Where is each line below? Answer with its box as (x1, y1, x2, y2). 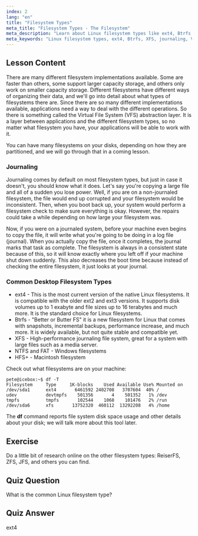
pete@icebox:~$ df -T (6, 376, 60, 383)
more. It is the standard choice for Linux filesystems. (14, 310, 143, 317)
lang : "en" (6, 14, 33, 20)
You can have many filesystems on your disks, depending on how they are (6, 141, 187, 148)
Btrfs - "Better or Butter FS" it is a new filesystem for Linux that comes (14, 316, 186, 323)
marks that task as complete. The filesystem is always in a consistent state (6, 244, 187, 251)
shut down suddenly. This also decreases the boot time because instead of (6, 256, 189, 264)
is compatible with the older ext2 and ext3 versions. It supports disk (14, 297, 180, 304)
